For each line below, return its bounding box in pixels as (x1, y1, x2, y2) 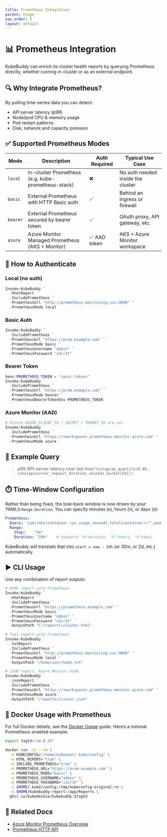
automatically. (5, 549, 34, 555)
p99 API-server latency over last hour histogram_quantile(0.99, (17, 466, 149, 472)
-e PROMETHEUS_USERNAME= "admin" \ (9, 775, 81, 780)
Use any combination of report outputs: (5, 576, 86, 582)
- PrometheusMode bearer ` (9, 393, 64, 398)
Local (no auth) (5, 275, 43, 282)
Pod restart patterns (12, 120, 54, 126)
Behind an (119, 189, 143, 196)
